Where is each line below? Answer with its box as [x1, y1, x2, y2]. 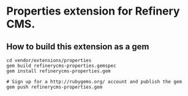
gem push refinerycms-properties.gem [6, 84, 103, 90]
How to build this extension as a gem [6, 41, 149, 52]
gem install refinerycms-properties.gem [6, 68, 111, 74]
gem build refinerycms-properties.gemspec [6, 63, 116, 69]
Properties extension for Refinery [6, 4, 180, 18]
